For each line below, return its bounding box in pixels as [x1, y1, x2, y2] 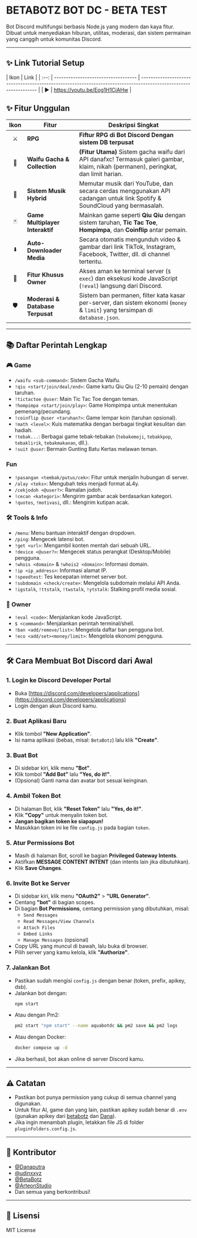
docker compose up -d [14, 1045, 67, 1051]
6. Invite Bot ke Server [6, 879, 70, 887]
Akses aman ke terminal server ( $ [79, 267, 171, 275]
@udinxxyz [14, 1169, 42, 1176]
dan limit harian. [79, 170, 123, 178]
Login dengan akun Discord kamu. [14, 702, 98, 709]
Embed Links [23, 931, 53, 937]
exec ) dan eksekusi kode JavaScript [79, 274, 178, 283]
